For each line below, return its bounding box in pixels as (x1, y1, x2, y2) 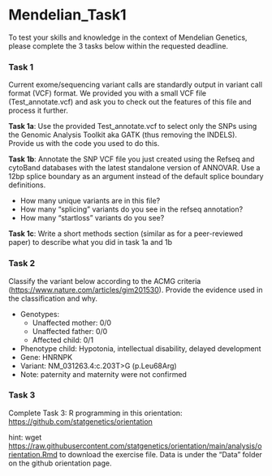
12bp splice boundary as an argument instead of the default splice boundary (8, 172, 264, 182)
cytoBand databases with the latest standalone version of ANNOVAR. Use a (8, 163, 261, 173)
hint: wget (8, 432, 42, 442)
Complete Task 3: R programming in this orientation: (8, 408, 183, 418)
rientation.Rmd (8, 449, 58, 459)
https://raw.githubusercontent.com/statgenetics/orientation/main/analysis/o (8, 440, 262, 451)
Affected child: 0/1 (32, 335, 94, 345)
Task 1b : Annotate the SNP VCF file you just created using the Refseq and (8, 154, 255, 164)
